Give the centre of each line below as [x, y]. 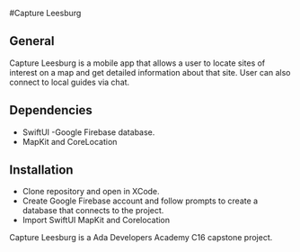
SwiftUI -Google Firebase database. [88, 132]
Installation [41, 170]
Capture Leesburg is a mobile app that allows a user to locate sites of [137, 63]
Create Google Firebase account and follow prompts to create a [140, 201]
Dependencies [51, 110]
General [32, 41]
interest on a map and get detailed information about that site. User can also [150, 72]
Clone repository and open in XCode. [91, 192]
